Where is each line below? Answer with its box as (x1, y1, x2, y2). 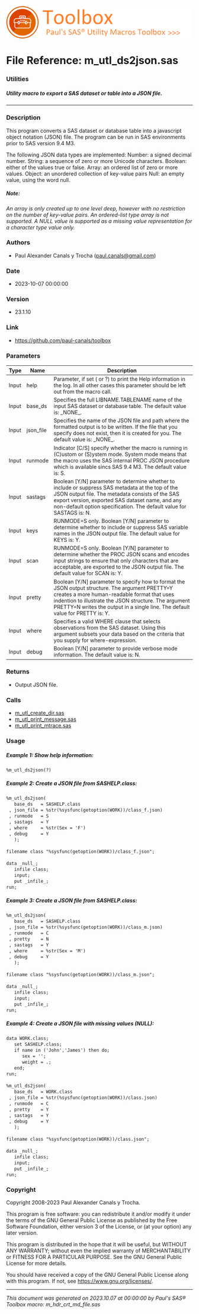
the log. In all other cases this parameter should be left (53, 381, 186, 388)
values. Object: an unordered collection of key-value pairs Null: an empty (6, 170, 185, 177)
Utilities (6, 75, 29, 83)
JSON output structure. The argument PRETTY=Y (53, 584, 173, 591)
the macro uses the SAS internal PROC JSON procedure (53, 457, 190, 464)
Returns (6, 668, 30, 676)
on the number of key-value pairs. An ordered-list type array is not (6, 211, 169, 218)
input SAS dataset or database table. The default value (53, 403, 187, 410)
